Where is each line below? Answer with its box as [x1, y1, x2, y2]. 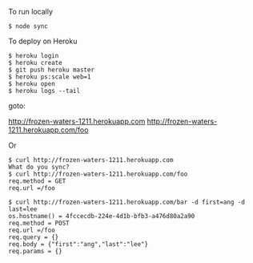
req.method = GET [8, 177, 66, 185]
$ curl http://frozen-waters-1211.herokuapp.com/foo [8, 170, 188, 178]
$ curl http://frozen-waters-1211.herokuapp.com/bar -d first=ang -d [8, 198, 246, 206]
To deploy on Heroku [8, 36, 78, 46]
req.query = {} [8, 233, 59, 241]
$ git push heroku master [8, 66, 94, 74]
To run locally [8, 7, 54, 16]
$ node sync [8, 22, 48, 30]
